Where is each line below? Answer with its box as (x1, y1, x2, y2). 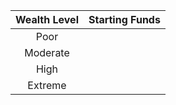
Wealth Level (15, 13, 79, 26)
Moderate (24, 46, 70, 59)
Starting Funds (88, 13, 161, 26)
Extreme (27, 79, 67, 92)
